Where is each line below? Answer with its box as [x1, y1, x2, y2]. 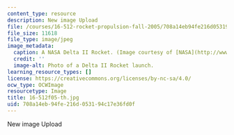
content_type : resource [7, 10, 77, 17]
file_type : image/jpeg [7, 36, 73, 43]
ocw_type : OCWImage [7, 81, 64, 88]
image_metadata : [7, 42, 54, 49]
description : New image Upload [7, 17, 98, 24]
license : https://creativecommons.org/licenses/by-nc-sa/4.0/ [7, 74, 192, 82]
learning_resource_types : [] [7, 68, 92, 75]
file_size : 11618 [7, 29, 58, 37]
